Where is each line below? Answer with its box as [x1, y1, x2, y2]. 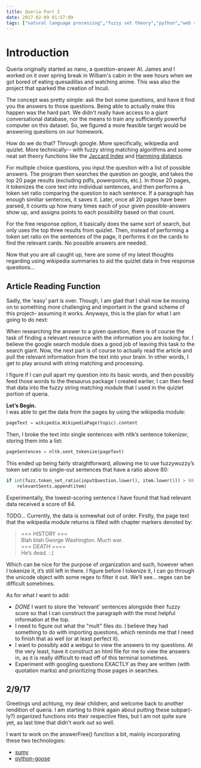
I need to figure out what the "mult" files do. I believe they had [14, 622, 169, 630]
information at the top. [14, 616, 70, 623]
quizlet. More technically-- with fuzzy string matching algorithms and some [6, 146, 192, 153]
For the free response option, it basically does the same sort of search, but [6, 220, 191, 228]
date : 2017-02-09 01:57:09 [6, 14, 74, 20]
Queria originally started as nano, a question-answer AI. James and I [6, 65, 175, 73]
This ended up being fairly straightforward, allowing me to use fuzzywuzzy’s [6, 459, 194, 466]
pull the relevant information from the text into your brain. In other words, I [6, 353, 189, 360]
